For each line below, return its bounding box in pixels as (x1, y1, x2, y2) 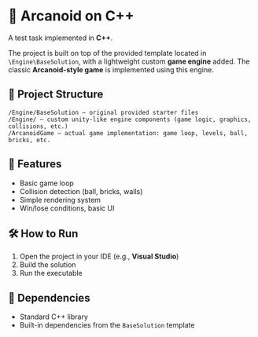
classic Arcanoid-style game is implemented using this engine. (8, 64, 214, 74)
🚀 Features (8, 157, 62, 171)
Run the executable (19, 269, 83, 278)
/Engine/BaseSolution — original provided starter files (8, 108, 199, 116)
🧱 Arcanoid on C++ (8, 7, 135, 25)
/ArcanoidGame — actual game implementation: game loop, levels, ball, (8, 129, 248, 137)
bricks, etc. (8, 136, 51, 144)
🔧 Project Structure (8, 88, 104, 101)
